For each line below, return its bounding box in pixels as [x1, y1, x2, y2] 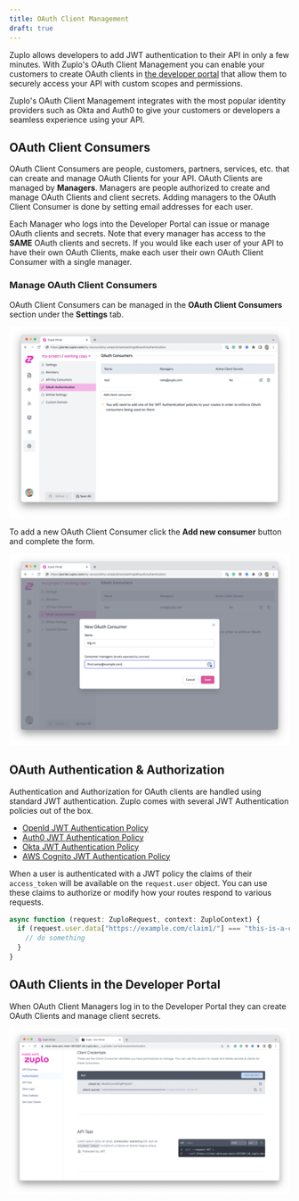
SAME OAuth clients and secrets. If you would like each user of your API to [9, 237, 284, 249]
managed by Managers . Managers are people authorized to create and [9, 183, 271, 194]
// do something [25, 933, 86, 943]
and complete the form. [9, 536, 95, 547]
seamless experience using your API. [9, 114, 145, 125]
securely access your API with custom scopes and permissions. [9, 78, 243, 88]
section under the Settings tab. [9, 309, 125, 319]
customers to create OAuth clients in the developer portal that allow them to [9, 68, 287, 79]
